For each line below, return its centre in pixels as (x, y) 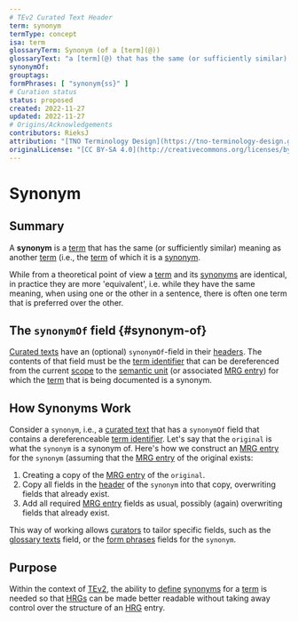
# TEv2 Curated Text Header (61, 17)
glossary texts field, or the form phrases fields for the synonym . (123, 539)
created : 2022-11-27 (47, 108)
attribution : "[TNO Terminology (69, 141)
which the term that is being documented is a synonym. (111, 380)
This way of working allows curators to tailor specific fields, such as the (140, 530)
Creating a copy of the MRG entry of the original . (114, 475)
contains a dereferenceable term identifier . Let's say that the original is (141, 439)
